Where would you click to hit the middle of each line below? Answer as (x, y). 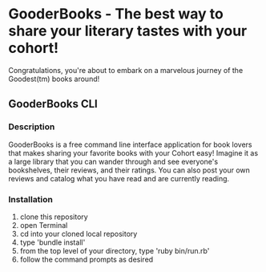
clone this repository (54, 217)
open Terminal (44, 225)
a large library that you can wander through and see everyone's (113, 161)
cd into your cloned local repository (79, 233)
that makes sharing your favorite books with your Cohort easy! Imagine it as (133, 152)
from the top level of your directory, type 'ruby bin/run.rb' (115, 250)
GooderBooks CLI (53, 104)
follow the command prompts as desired (87, 259)
